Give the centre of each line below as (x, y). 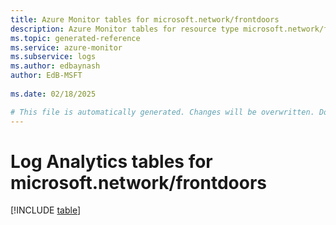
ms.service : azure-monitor (66, 47)
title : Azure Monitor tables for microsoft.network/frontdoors (145, 19)
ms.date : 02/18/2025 (53, 94)
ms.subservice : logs (53, 57)
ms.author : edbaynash (55, 66)
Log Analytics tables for (111, 161)
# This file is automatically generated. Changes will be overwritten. (162, 112)
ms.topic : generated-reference (75, 38)
